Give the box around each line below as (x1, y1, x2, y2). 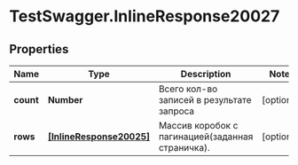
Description (180, 68, 231, 80)
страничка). (158, 142, 210, 153)
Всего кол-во (158, 82, 218, 95)
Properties (9, 42, 69, 57)
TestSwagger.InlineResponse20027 (9, 6, 280, 27)
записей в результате (158, 94, 252, 106)
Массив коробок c (158, 120, 239, 131)
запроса (158, 105, 195, 117)
